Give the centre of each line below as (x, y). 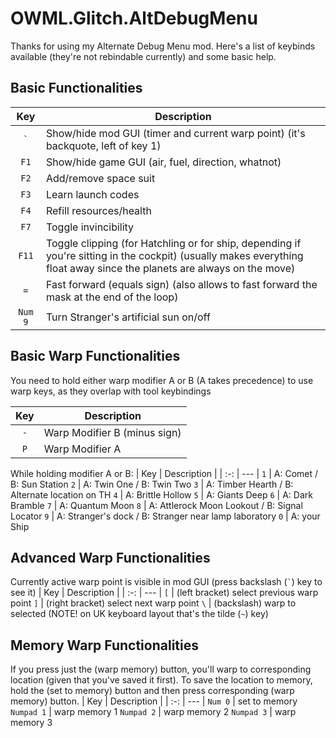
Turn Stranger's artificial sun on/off (128, 317)
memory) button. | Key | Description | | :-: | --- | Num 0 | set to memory (154, 701)
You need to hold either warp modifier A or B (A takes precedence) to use (162, 380)
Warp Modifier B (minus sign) (112, 432)
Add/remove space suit (100, 178)
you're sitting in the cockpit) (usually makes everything (174, 255)
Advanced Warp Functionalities (110, 557)
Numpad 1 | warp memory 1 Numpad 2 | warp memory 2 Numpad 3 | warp (153, 712)
